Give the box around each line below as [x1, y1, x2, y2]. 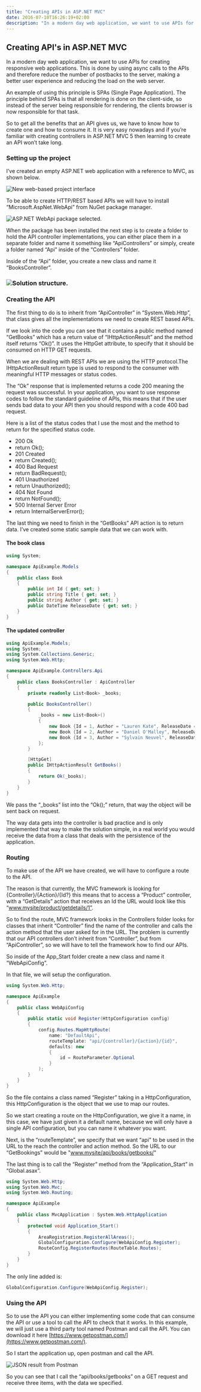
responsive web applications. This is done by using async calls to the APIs [6, 64, 190, 72]
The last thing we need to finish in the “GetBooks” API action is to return [6, 519, 184, 527]
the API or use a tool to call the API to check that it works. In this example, [6, 1319, 188, 1326]
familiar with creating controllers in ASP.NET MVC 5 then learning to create [6, 133, 191, 140]
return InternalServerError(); [14, 507, 85, 514]
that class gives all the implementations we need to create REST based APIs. [6, 315, 195, 322]
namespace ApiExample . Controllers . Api [6, 668, 103, 674]
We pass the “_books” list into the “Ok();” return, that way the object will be [6, 801, 191, 808]
